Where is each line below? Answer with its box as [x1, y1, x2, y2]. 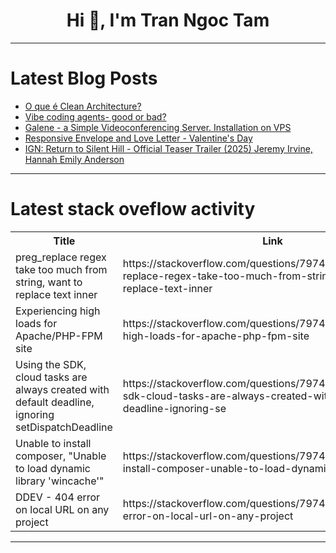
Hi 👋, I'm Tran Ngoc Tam [66, 9, 270, 32]
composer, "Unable [15, 449, 107, 463]
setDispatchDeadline [15, 420, 113, 434]
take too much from [15, 262, 108, 276]
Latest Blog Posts [10, 67, 158, 90]
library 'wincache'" [15, 474, 105, 488]
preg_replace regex [15, 250, 107, 264]
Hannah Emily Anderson [24, 153, 125, 165]
